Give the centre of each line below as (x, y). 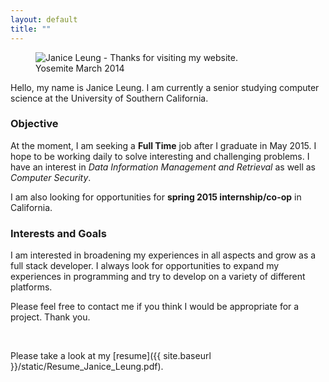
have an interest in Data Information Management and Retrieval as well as (163, 167)
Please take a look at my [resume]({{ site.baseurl (111, 356)
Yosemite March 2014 (80, 68)
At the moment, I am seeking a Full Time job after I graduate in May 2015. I (163, 145)
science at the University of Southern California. (109, 98)
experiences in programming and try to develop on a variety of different (158, 277)
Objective (34, 124)
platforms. (31, 287)
